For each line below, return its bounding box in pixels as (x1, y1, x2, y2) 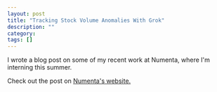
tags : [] (7, 37, 33, 44)
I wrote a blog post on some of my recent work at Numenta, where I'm (7, 55, 211, 64)
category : (7, 29, 37, 37)
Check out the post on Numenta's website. (7, 77, 131, 85)
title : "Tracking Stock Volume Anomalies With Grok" (7, 17, 165, 24)
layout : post (7, 10, 46, 18)
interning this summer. (7, 63, 72, 72)
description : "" (7, 23, 55, 30)
